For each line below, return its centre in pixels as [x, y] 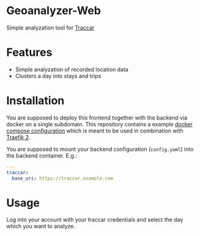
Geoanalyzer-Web [54, 11]
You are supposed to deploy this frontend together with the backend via [97, 118]
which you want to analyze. [41, 226]
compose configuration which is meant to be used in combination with [95, 131]
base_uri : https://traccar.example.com [63, 178]
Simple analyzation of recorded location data [72, 69]
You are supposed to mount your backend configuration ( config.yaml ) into [100, 149]
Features [29, 52]
